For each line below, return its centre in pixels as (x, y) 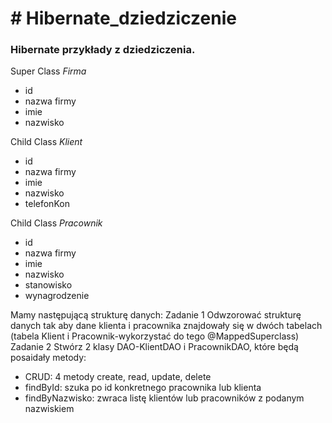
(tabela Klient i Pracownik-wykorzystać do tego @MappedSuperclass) (155, 336)
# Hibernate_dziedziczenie (123, 18)
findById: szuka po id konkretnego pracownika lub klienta (143, 388)
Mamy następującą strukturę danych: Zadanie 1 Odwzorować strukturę (156, 315)
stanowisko (48, 285)
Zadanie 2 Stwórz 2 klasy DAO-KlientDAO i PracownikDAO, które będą (154, 347)
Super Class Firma (48, 71)
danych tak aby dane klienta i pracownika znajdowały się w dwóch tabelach (166, 326)
